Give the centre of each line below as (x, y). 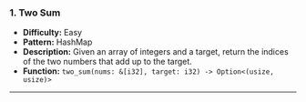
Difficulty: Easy (52, 33)
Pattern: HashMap (57, 42)
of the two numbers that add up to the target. (107, 62)
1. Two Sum (35, 13)
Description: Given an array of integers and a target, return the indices (155, 52)
